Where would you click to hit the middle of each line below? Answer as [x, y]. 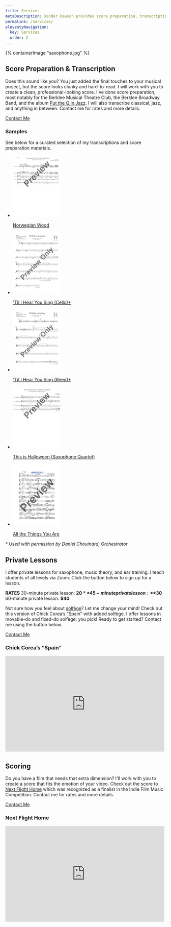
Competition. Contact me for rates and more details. [60, 795]
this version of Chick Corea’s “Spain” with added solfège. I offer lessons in [83, 614]
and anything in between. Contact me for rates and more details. [73, 108]
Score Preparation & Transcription [60, 69]
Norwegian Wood [31, 225]
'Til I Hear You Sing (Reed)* [42, 380]
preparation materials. [28, 148]
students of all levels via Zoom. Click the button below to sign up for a [78, 577]
